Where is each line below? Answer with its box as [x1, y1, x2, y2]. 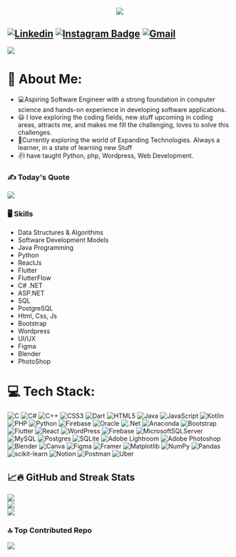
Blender [17, 349, 41, 358]
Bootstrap [17, 318, 47, 328]
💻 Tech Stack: [7, 383, 96, 399]
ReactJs [17, 258, 42, 267]
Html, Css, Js [17, 311, 57, 320]
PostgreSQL [17, 303, 53, 312]
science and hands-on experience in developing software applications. [17, 105, 227, 114]
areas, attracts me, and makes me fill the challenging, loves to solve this [17, 120, 230, 129]
